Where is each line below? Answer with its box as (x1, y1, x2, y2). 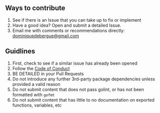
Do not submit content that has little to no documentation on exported (12, 97, 155, 103)
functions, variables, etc (12, 102, 62, 108)
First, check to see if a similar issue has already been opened (12, 60, 138, 66)
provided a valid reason (12, 81, 61, 87)
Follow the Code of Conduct (12, 65, 70, 71)
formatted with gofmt (12, 91, 55, 98)
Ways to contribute (5, 4, 65, 12)
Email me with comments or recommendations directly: (12, 27, 125, 34)
